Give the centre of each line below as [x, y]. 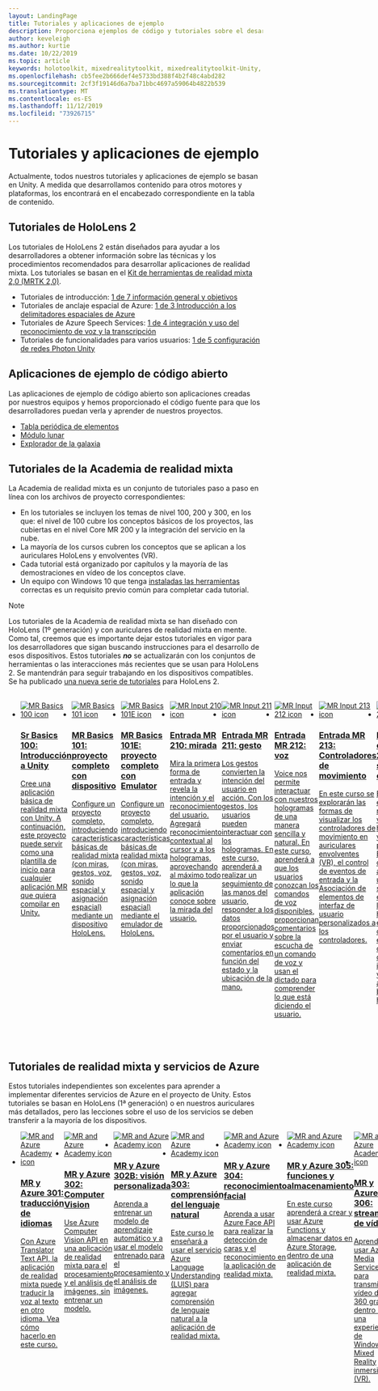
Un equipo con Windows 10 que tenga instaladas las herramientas [130, 581]
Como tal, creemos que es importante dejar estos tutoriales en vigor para [130, 638]
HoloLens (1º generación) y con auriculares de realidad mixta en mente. [128, 630]
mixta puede [41, 1284]
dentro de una [310, 1255]
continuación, [43, 826]
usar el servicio [196, 1249]
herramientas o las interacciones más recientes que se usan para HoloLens [134, 664]
